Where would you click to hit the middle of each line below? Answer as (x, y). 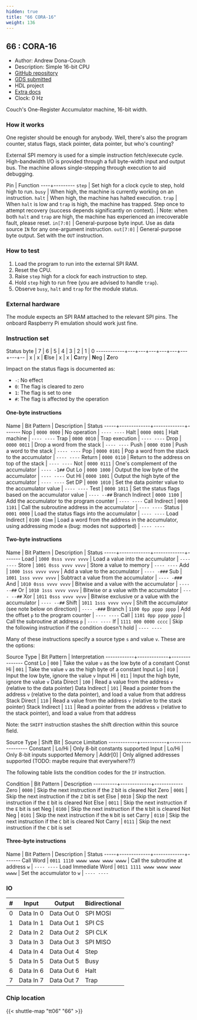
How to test (23, 251)
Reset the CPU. (33, 270)
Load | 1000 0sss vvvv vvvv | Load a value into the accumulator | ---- (106, 559)
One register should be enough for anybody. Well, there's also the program (97, 138)
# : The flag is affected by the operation (61, 399)
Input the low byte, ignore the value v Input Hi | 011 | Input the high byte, (93, 675)
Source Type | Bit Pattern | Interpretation (55, 656)
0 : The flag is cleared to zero (49, 387)
